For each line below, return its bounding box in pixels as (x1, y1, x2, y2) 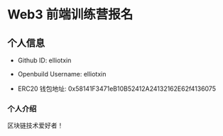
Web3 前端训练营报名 (7, 6, 134, 23)
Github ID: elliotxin (17, 56, 72, 64)
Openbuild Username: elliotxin (17, 70, 107, 78)
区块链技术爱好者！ (7, 121, 64, 130)
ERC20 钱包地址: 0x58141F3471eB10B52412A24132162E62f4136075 (17, 84, 217, 93)
